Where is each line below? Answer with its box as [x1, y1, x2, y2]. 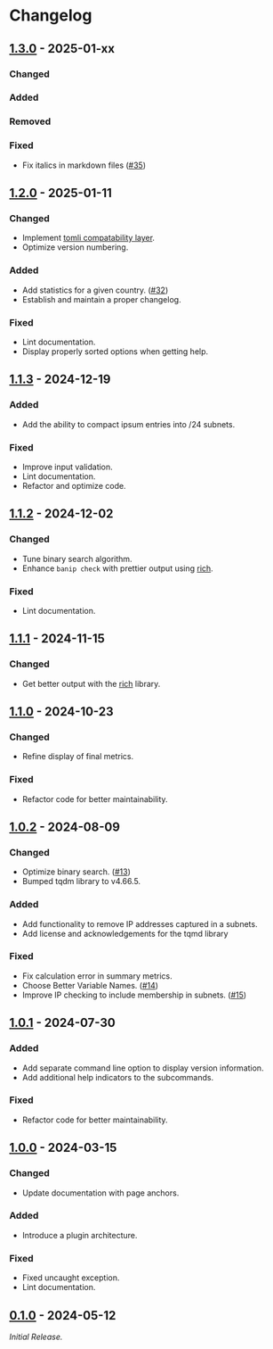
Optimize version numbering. [21, 242, 129, 252]
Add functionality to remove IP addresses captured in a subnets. [21, 918, 258, 929]
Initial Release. [9, 1331, 63, 1342]
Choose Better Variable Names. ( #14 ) [21, 980, 158, 990]
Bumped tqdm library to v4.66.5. [21, 876, 141, 887]
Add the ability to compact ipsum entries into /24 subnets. [21, 418, 236, 429]
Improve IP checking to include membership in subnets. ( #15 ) [21, 989, 247, 1000]
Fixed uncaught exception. [21, 1272, 120, 1283]
